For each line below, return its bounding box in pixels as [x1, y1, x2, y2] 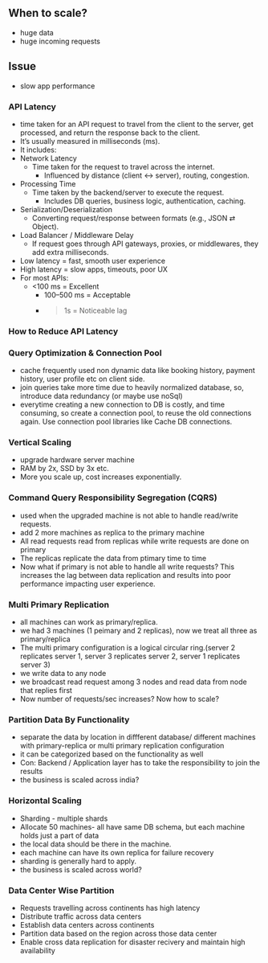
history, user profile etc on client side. [19, 374, 145, 384]
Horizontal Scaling [8, 795, 82, 806]
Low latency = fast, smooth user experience [19, 256, 166, 265]
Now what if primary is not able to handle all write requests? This [19, 562, 235, 572]
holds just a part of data [19, 830, 99, 840]
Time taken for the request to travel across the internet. [31, 162, 215, 171]
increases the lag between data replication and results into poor [19, 570, 231, 580]
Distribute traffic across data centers [19, 912, 142, 921]
